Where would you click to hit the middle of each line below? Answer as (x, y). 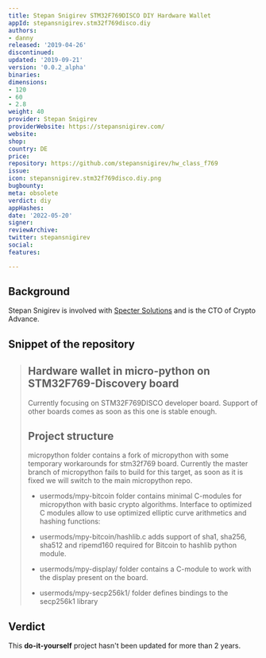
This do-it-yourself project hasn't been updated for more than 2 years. (125, 646)
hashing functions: (70, 521)
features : (25, 252)
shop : (17, 141)
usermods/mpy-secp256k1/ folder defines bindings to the (134, 593)
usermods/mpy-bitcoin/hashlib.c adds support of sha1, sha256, (143, 537)
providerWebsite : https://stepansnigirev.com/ (87, 127)
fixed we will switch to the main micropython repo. (110, 481)
